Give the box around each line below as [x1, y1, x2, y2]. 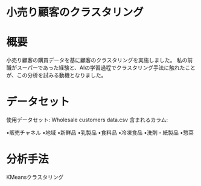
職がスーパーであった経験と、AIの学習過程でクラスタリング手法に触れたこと [6, 64, 196, 71]
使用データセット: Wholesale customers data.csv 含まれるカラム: [6, 116, 168, 124]
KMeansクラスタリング [6, 173, 64, 181]
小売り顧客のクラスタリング [6, 5, 144, 19]
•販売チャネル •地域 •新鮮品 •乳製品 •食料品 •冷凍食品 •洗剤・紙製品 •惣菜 [6, 129, 194, 136]
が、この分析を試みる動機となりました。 [6, 72, 107, 79]
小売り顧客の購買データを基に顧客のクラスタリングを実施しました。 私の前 [6, 57, 193, 64]
